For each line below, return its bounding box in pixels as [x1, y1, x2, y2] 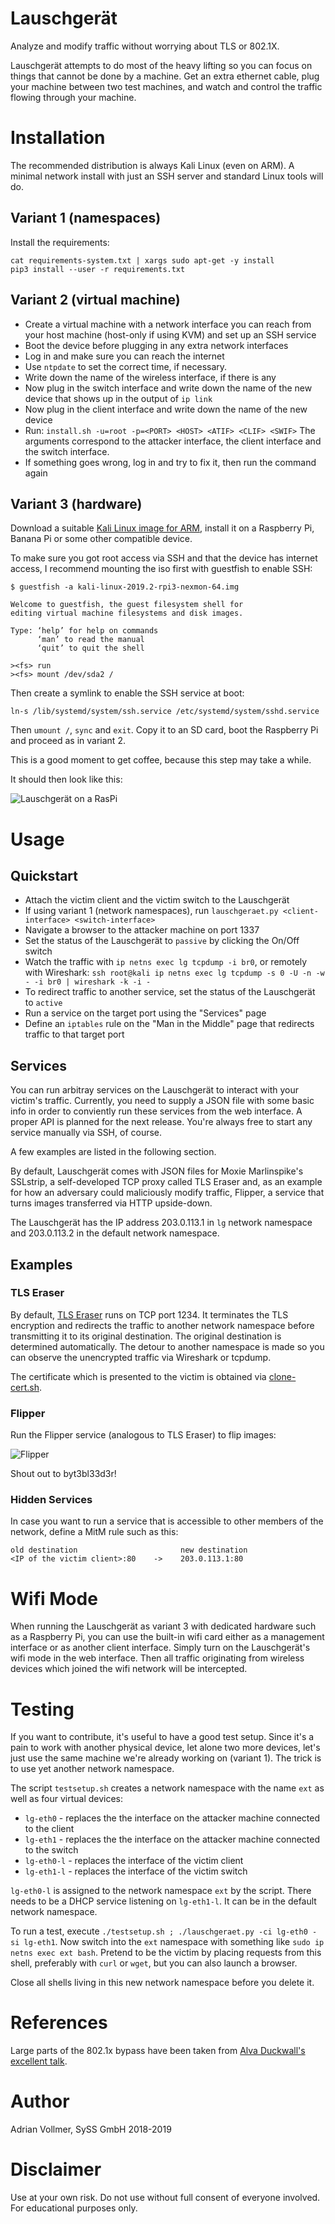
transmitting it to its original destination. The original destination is [10, 1330, 282, 1342]
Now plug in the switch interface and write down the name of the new [24, 382, 313, 394]
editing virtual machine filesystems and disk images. [10, 608, 244, 619]
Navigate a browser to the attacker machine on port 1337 [24, 924, 260, 936]
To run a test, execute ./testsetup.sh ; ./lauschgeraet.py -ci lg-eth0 [10, 1925, 308, 1937]
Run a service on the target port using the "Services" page [24, 1007, 267, 1019]
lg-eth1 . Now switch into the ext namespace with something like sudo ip [23, 1936, 325, 1948]
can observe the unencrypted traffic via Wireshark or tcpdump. [10, 1351, 272, 1363]
